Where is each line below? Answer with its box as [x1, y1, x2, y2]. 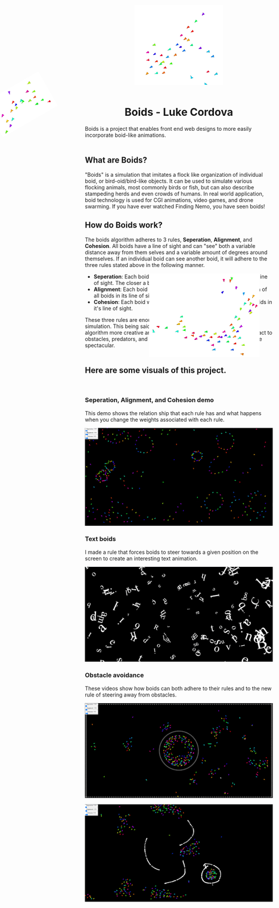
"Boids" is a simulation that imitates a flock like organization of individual [85, 171, 263, 178]
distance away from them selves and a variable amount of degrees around [85, 249, 268, 256]
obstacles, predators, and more [85, 335, 262, 342]
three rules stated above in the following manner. [85, 261, 205, 268]
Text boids [85, 535, 116, 543]
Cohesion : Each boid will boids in [93, 298, 272, 305]
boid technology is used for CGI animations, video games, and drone [85, 196, 253, 204]
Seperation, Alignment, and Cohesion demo [85, 396, 214, 404]
